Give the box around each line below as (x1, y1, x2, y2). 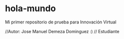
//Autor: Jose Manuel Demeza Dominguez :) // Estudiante (5, 28, 120, 34)
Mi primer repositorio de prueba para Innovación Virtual (5, 19, 117, 25)
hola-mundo (5, 3, 56, 14)
